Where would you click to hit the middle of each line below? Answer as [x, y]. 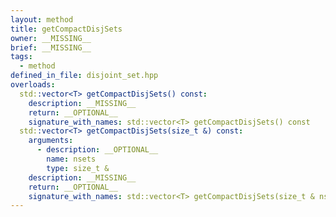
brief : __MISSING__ [51, 47]
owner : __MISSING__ [51, 38]
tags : [21, 57]
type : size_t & [78, 168]
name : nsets [71, 159]
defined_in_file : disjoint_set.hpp [84, 76]
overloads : [33, 85]
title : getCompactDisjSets [66, 29]
